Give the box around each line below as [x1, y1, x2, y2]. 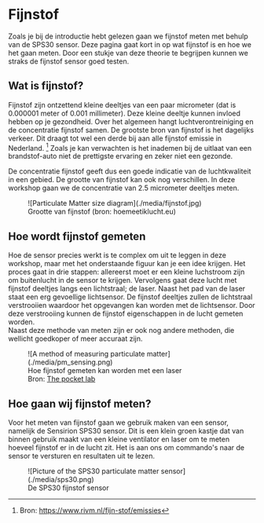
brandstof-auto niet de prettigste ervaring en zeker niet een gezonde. [8, 152, 233, 161]
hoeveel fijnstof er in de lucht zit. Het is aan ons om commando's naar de [8, 443, 245, 452]
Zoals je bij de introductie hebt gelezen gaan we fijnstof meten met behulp [8, 31, 249, 41]
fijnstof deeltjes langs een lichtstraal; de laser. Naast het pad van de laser [8, 284, 246, 294]
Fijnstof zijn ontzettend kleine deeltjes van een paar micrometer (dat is [8, 100, 236, 109]
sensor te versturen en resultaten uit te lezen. [8, 452, 156, 461]
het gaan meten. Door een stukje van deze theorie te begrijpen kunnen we [8, 48, 249, 57]
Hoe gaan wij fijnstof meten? [8, 397, 152, 410]
